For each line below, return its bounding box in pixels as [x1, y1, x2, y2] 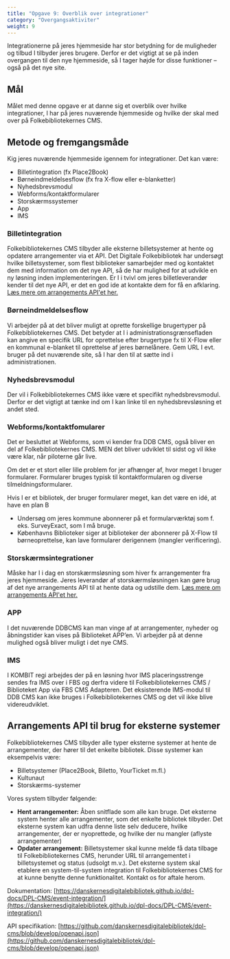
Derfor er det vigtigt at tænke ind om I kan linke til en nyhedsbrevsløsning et [7, 397, 222, 406]
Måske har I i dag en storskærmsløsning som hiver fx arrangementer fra [7, 569, 211, 577]
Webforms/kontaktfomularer [7, 422, 105, 432]
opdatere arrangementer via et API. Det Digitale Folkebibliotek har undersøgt [7, 252, 224, 260]
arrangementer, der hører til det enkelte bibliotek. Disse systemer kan [7, 745, 203, 753]
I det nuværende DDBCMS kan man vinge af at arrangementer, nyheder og [7, 624, 218, 632]
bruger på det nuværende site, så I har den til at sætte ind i [7, 350, 174, 358]
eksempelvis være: [7, 753, 61, 761]
